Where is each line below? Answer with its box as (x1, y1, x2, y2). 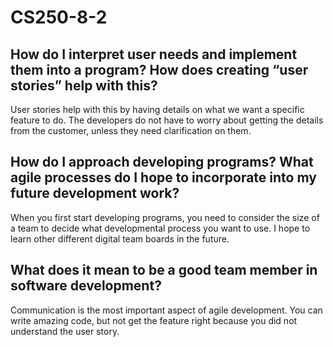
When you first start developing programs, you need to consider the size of (10, 211, 320, 223)
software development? (10, 277, 162, 295)
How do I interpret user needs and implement (10, 46, 298, 63)
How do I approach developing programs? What (10, 154, 314, 171)
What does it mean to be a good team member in (10, 262, 318, 279)
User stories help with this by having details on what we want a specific (10, 104, 305, 115)
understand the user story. (10, 325, 120, 337)
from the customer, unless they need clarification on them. (10, 125, 252, 136)
